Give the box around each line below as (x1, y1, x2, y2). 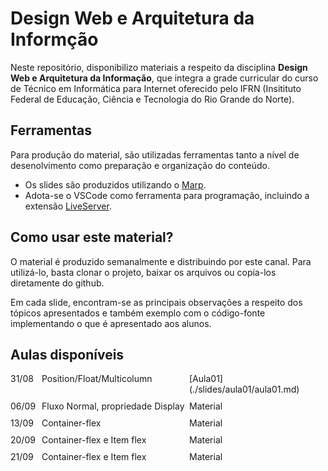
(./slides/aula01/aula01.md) (189, 383, 300, 396)
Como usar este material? (10, 229, 174, 246)
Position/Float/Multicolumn (41, 373, 153, 385)
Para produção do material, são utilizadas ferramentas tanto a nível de (10, 148, 300, 161)
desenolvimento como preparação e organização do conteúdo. (10, 159, 270, 171)
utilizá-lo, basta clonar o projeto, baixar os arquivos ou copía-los (10, 266, 277, 278)
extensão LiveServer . (24, 200, 112, 212)
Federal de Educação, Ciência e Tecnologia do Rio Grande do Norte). (10, 93, 295, 105)
